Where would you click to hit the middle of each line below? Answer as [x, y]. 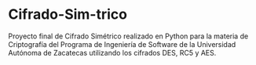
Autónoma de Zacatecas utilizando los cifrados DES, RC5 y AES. [112, 52]
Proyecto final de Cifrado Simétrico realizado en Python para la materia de [128, 36]
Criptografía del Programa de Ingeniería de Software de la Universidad [122, 44]
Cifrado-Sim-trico [68, 14]
